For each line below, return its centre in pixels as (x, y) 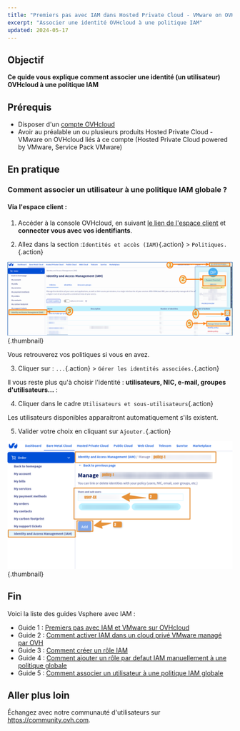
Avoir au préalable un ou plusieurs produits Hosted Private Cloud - (115, 132)
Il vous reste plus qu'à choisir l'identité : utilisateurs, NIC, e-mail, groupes (117, 383)
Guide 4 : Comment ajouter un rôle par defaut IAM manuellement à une (122, 657)
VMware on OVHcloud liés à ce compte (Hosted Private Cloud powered (122, 140)
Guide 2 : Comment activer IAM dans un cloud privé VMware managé (120, 635)
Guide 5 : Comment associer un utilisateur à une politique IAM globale (120, 673)
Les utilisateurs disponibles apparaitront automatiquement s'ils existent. (113, 418)
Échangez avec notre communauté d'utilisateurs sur (84, 712)
